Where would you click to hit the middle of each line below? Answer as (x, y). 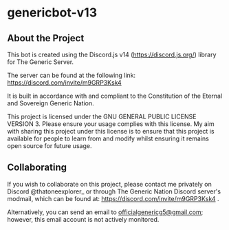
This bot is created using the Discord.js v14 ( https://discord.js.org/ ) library (112, 54)
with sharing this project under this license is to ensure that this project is (111, 131)
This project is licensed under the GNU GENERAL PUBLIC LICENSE (102, 116)
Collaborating (37, 168)
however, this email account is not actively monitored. (83, 219)
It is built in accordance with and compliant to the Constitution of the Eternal (115, 96)
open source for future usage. (50, 146)
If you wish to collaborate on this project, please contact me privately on (109, 184)
